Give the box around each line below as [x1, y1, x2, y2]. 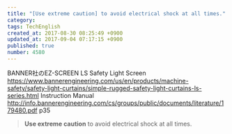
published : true [7, 42, 54, 49]
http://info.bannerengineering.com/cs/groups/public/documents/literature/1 [7, 99, 224, 107]
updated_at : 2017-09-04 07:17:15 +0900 [7, 36, 123, 43]
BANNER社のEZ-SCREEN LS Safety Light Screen [7, 69, 146, 77]
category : [7, 17, 36, 24]
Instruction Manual [40, 91, 94, 99]
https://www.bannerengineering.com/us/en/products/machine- [7, 76, 190, 85]
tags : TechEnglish [7, 23, 61, 30]
